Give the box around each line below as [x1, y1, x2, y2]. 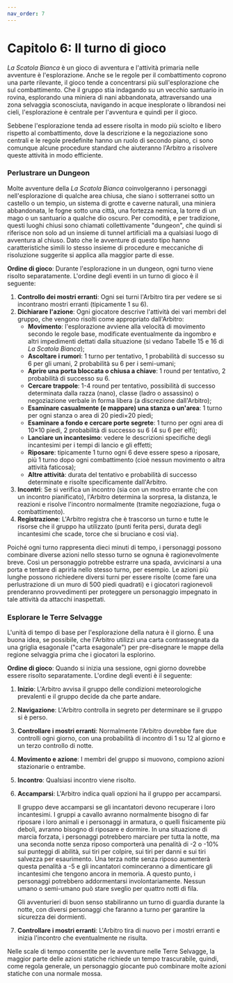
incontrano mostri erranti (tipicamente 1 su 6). [17, 300, 149, 308]
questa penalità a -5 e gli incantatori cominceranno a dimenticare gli [17, 862, 214, 871]
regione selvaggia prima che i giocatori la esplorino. [7, 650, 156, 659]
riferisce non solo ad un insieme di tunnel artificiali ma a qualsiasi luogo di [7, 228, 219, 237]
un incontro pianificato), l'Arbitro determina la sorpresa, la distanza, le [17, 492, 218, 501]
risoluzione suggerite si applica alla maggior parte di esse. [7, 250, 175, 259]
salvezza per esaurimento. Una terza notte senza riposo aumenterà [17, 855, 211, 863]
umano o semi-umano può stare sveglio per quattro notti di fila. [17, 885, 198, 893]
